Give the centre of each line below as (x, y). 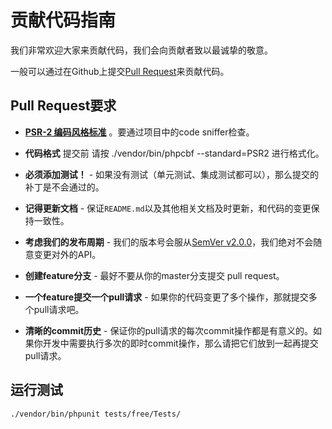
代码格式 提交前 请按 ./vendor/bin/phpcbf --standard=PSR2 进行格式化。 (174, 153)
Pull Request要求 (63, 106)
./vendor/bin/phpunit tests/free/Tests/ (96, 414)
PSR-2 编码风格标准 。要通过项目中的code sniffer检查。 (139, 132)
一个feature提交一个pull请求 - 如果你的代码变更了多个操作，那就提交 (166, 297)
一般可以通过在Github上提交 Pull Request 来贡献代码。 (120, 71)
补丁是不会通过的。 (64, 187)
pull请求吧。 (59, 309)
